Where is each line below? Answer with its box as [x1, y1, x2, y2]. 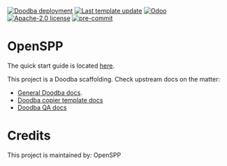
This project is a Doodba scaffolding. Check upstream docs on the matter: [7, 75, 220, 83]
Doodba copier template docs [17, 96, 103, 104]
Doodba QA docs [17, 103, 67, 112]
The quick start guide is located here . [7, 61, 115, 70]
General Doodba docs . [17, 88, 82, 97]
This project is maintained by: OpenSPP [7, 151, 122, 159]
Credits [7, 128, 51, 144]
